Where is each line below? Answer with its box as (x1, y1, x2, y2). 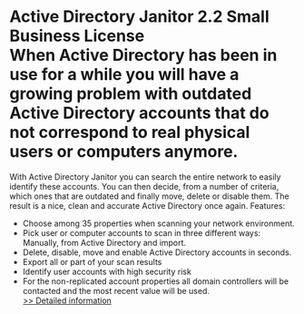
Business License (9, 25, 145, 46)
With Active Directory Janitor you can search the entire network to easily (9, 171, 281, 182)
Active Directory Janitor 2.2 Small (9, 6, 270, 27)
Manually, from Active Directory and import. (22, 237, 187, 248)
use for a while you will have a (9, 64, 240, 85)
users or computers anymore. (9, 142, 239, 162)
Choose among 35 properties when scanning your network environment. (22, 218, 295, 229)
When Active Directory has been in (9, 45, 278, 65)
